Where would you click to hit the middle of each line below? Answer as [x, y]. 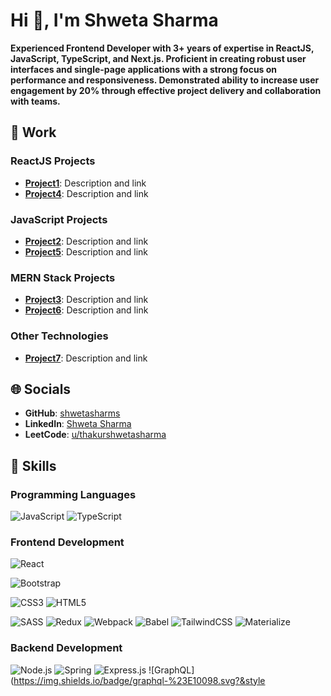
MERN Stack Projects [63, 277]
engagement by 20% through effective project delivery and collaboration [166, 90]
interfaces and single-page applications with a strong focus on [144, 69]
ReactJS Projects [53, 161]
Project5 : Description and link [86, 251]
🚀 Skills [33, 465]
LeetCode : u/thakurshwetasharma [95, 435]
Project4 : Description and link [86, 193]
